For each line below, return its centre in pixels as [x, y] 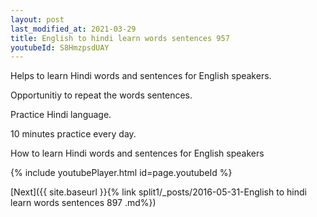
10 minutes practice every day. [73, 134]
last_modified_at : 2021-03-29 [73, 29]
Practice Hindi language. [61, 115]
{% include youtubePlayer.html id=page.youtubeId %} [121, 173]
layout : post [37, 19]
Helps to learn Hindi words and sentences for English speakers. [141, 76]
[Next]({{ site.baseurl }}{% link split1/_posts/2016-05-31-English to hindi [158, 192]
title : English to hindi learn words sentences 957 [120, 38]
